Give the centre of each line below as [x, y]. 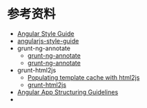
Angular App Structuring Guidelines [68, 92]
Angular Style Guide [46, 33]
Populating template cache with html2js [84, 77]
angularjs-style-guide [48, 41]
